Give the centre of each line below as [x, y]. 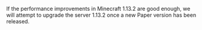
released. [18, 21]
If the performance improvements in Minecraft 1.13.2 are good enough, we [98, 9]
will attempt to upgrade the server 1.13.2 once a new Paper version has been [101, 15]
